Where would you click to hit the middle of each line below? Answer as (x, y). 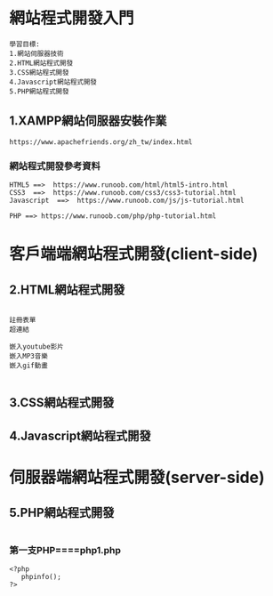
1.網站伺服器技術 (36, 53)
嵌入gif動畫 (29, 366)
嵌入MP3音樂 (29, 357)
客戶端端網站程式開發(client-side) (134, 254)
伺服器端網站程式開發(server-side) (137, 478)
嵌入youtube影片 (36, 347)
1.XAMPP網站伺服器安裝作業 (88, 121)
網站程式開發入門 (72, 18)
